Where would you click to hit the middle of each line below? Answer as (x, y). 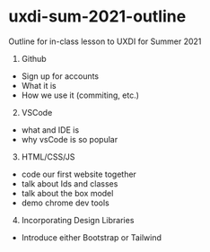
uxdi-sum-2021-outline (97, 17)
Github (34, 58)
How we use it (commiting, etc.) (80, 95)
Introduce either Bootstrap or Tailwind (92, 237)
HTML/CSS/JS (48, 156)
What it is (39, 85)
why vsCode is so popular (70, 139)
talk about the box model (67, 193)
